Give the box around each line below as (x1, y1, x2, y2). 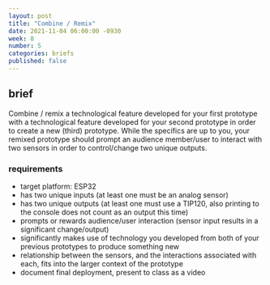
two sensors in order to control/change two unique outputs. (8, 142, 208, 152)
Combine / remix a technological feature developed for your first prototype (8, 108, 258, 118)
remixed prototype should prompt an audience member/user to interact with (8, 134, 263, 144)
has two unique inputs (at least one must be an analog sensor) (19, 189, 229, 199)
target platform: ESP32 (19, 181, 97, 191)
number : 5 (8, 42, 42, 50)
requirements (8, 163, 63, 174)
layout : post (8, 11, 53, 20)
